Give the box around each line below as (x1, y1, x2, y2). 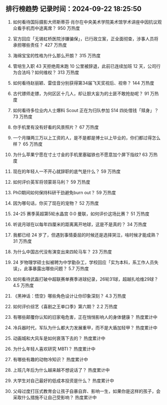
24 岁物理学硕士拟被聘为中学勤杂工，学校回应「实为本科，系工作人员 (12, 259, 155, 265)
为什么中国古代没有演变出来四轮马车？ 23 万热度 (12, 249, 112, 255)
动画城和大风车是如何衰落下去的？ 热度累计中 (12, 335, 106, 341)
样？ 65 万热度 (12, 141, 43, 147)
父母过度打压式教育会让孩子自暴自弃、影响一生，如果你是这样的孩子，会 (12, 388, 161, 394)
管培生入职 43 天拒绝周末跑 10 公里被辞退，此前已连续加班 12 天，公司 (12, 63, 157, 69)
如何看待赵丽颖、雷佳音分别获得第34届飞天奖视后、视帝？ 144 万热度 (12, 80, 155, 86)
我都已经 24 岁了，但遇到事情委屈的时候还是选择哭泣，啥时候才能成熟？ (12, 232, 160, 238)
